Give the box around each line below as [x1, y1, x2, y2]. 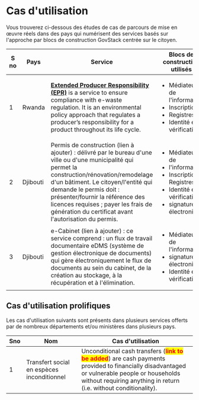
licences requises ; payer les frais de [50, 200, 153, 208]
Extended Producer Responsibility [50, 81, 149, 89]
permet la [50, 163, 78, 171]
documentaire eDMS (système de [50, 241, 144, 250]
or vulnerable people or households [81, 369, 181, 377]
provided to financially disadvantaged [81, 362, 187, 370]
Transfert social [26, 358, 70, 366]
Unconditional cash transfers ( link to [81, 347, 184, 355]
